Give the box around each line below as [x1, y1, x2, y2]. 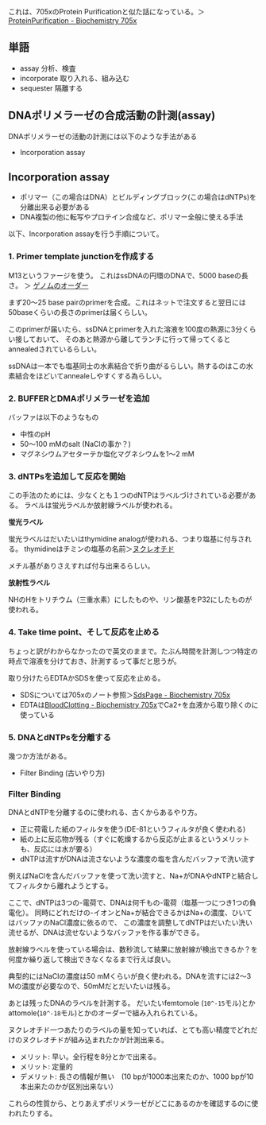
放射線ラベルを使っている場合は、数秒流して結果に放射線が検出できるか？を [8, 945, 258, 954]
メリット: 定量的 [19, 1062, 73, 1072]
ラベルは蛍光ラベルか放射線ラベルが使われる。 [23, 500, 177, 510]
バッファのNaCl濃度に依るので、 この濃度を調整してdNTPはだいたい [14, 917, 239, 928]
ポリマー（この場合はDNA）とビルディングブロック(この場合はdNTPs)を [19, 192, 256, 202]
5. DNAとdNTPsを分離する [8, 731, 111, 743]
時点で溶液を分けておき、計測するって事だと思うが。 [8, 656, 181, 665]
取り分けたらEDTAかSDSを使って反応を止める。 [8, 673, 165, 682]
